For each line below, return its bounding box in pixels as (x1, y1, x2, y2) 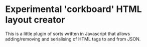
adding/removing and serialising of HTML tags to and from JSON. (5, 36, 141, 42)
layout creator (5, 14, 65, 25)
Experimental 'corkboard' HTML (5, 3, 142, 15)
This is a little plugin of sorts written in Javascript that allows (5, 30, 130, 36)
